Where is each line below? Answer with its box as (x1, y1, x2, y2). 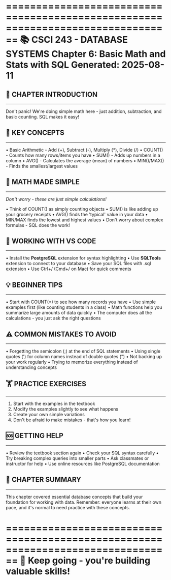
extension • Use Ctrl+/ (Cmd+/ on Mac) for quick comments (6, 266, 131, 272)
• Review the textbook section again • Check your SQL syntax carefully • (6, 450, 159, 456)
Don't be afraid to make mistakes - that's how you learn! (13, 417, 131, 423)
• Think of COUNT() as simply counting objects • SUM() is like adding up (6, 206, 159, 212)
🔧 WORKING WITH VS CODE (6, 237, 96, 246)
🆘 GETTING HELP (6, 431, 64, 440)
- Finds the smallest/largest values (6, 163, 78, 169)
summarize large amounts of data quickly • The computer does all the (6, 310, 152, 316)
